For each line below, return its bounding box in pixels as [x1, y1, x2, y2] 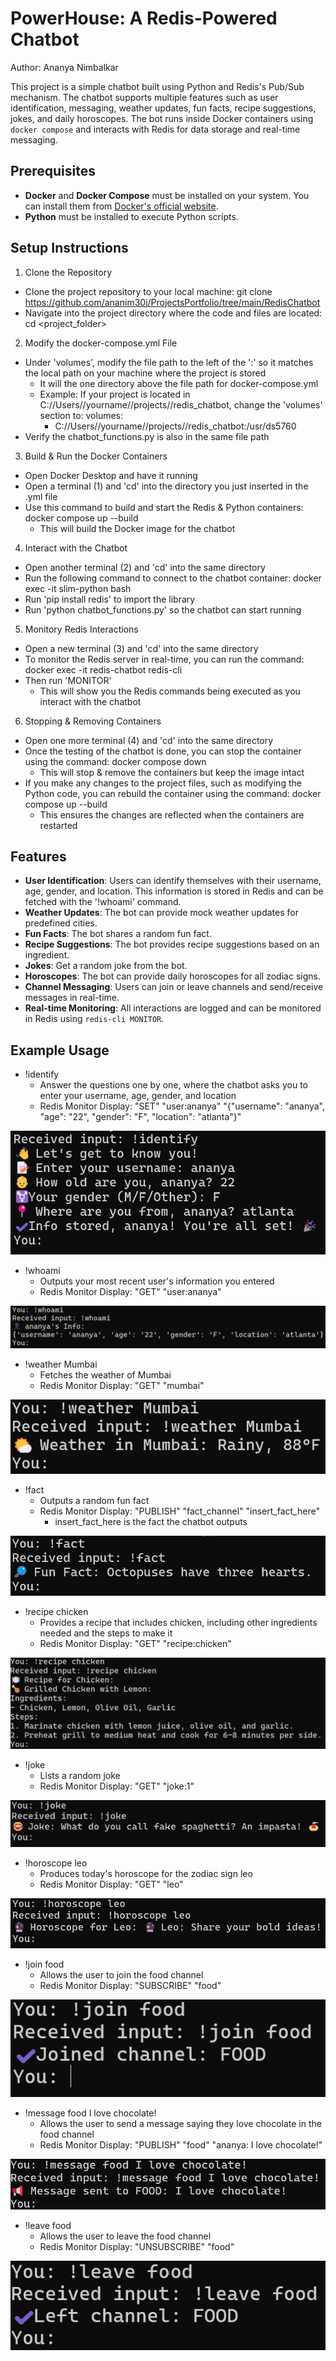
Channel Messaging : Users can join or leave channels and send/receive [24, 981, 324, 993]
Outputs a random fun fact [39, 1494, 150, 1506]
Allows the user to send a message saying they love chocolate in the [39, 2118, 322, 2130]
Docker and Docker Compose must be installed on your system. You [24, 189, 310, 201]
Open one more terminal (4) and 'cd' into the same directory [24, 734, 274, 746]
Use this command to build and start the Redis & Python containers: [24, 501, 304, 513]
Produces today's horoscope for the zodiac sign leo [39, 1868, 253, 1880]
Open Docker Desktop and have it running [24, 469, 198, 481]
